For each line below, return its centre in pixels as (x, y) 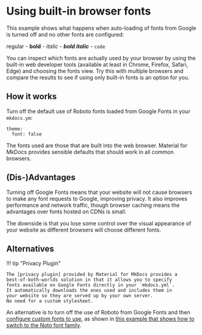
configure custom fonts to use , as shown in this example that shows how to (100, 319)
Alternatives (30, 248)
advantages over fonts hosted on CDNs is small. (66, 212)
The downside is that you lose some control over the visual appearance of (99, 223)
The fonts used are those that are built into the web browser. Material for (97, 145)
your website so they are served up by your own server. (80, 296)
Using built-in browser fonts (79, 11)
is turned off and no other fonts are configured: (65, 34)
